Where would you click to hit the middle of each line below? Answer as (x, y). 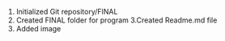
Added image (38, 29)
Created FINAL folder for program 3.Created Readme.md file (117, 20)
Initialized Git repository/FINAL (67, 12)
